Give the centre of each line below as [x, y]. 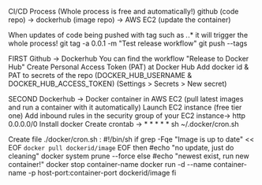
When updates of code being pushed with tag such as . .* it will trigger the [128, 35]
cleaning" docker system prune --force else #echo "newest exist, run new [129, 156]
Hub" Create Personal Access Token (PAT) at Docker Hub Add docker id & [129, 67]
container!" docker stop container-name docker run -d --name [110, 164]
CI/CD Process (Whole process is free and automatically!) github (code [124, 11]
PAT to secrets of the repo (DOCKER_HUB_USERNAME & [100, 75]
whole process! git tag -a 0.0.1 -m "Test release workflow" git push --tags [128, 43]
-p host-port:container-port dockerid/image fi [102, 173]
